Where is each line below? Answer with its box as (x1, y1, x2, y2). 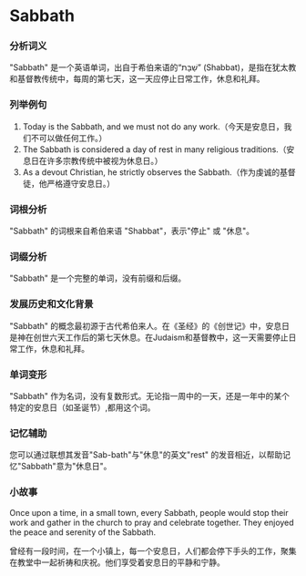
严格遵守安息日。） (46, 178, 116, 189)
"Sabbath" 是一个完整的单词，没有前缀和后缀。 (9, 273, 187, 283)
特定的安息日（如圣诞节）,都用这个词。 (9, 402, 157, 413)
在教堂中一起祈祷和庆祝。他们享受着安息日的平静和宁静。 (9, 557, 225, 568)
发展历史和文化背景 (9, 298, 94, 311)
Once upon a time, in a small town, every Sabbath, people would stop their (9, 507, 289, 518)
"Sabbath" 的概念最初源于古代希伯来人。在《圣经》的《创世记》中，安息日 (9, 320, 290, 331)
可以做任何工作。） (38, 132, 107, 143)
